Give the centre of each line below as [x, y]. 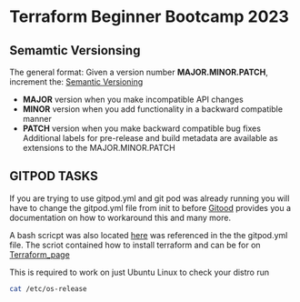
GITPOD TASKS [54, 176]
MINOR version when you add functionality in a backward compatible [153, 109]
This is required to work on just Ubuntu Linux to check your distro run [140, 272]
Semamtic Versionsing [75, 50]
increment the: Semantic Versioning [76, 82]
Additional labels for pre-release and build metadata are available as [150, 138]
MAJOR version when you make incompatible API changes [133, 99]
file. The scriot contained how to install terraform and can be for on [135, 245]
